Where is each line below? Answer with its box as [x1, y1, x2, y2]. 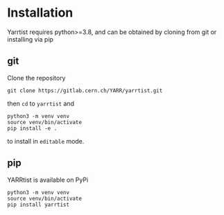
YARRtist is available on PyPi [7, 175, 89, 184]
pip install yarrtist [7, 201, 70, 208]
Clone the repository [7, 74, 66, 82]
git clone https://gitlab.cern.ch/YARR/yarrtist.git [7, 87, 163, 94]
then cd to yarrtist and [7, 99, 75, 108]
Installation [7, 5, 74, 21]
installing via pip [7, 35, 54, 43]
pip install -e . [7, 125, 58, 132]
